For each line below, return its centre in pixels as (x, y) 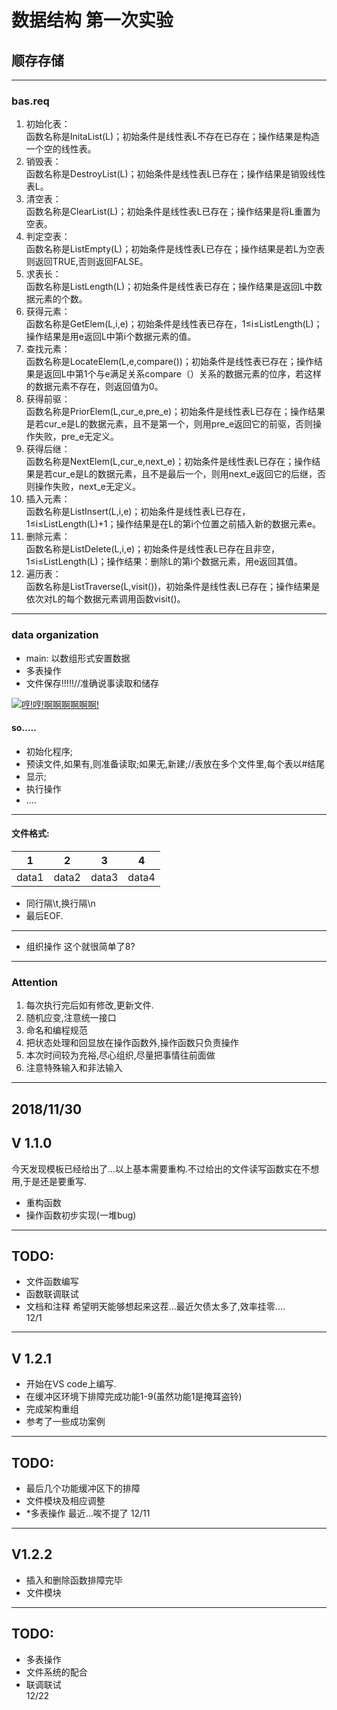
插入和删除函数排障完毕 (74, 1580)
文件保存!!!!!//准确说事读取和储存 (92, 683)
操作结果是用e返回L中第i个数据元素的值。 (111, 337)
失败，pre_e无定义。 (77, 437)
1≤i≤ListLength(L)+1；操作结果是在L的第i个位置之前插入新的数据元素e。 (173, 524)
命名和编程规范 (56, 1030)
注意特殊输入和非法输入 (74, 1068)
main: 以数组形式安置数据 (78, 658)
